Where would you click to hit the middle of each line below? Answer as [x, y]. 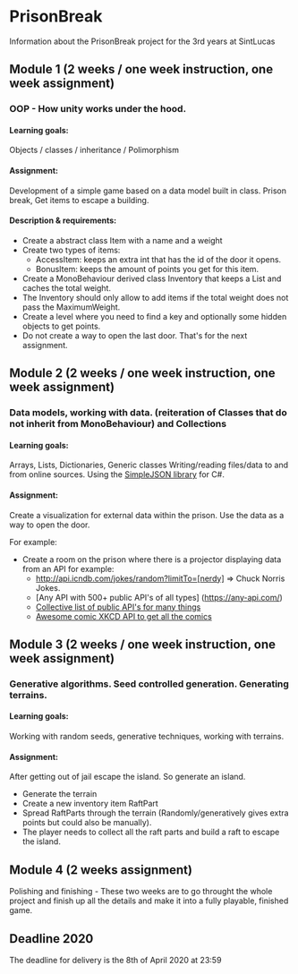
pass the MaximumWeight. [71, 307]
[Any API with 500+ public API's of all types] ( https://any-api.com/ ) [159, 597]
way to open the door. [50, 525]
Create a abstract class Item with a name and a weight [122, 240]
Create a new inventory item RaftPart [90, 804]
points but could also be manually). [87, 823]
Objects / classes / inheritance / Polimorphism [94, 150]
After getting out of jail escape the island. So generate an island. [128, 777]
